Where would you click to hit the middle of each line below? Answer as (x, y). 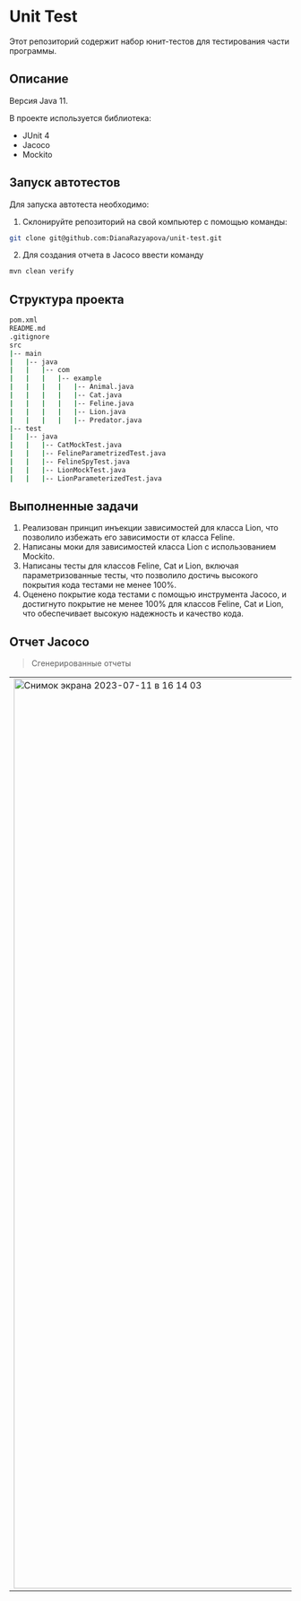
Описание (39, 79)
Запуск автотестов (65, 182)
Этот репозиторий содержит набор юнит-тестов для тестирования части (149, 41)
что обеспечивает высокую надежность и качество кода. (133, 614)
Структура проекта (67, 299)
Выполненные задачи (74, 507)
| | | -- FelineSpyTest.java (69, 462)
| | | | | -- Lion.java (68, 411)
